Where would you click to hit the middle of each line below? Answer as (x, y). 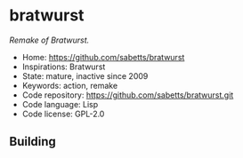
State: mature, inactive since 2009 (85, 75)
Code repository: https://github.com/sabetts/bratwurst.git (128, 95)
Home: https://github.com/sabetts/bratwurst (103, 57)
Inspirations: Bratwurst (64, 67)
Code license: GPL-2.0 (63, 114)
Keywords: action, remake (70, 85)
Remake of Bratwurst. (49, 40)
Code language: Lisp (60, 104)
